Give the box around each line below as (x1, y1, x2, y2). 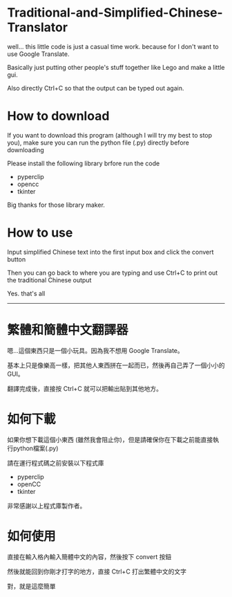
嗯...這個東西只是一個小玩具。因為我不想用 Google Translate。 (7, 346, 184, 354)
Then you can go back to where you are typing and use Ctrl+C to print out (7, 268, 218, 277)
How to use (7, 225, 73, 241)
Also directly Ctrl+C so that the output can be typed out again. (7, 84, 184, 92)
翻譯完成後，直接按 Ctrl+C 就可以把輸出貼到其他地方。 (7, 384, 163, 392)
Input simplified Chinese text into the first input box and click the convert (7, 248, 214, 256)
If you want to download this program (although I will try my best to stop (7, 131, 213, 139)
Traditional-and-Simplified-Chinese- (7, 5, 223, 21)
